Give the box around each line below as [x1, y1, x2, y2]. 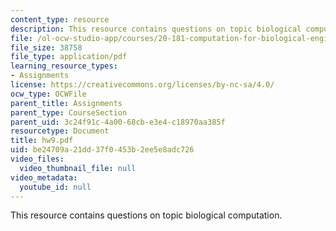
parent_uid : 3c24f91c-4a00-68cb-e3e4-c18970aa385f [10, 117, 226, 127]
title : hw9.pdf [10, 136, 74, 146]
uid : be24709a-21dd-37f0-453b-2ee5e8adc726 [10, 145, 195, 155]
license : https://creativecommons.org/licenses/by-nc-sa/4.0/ [10, 80, 275, 90]
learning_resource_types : [10, 61, 118, 71]
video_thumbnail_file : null [19, 163, 137, 173]
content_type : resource [10, 14, 110, 25]
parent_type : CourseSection [10, 107, 128, 118]
